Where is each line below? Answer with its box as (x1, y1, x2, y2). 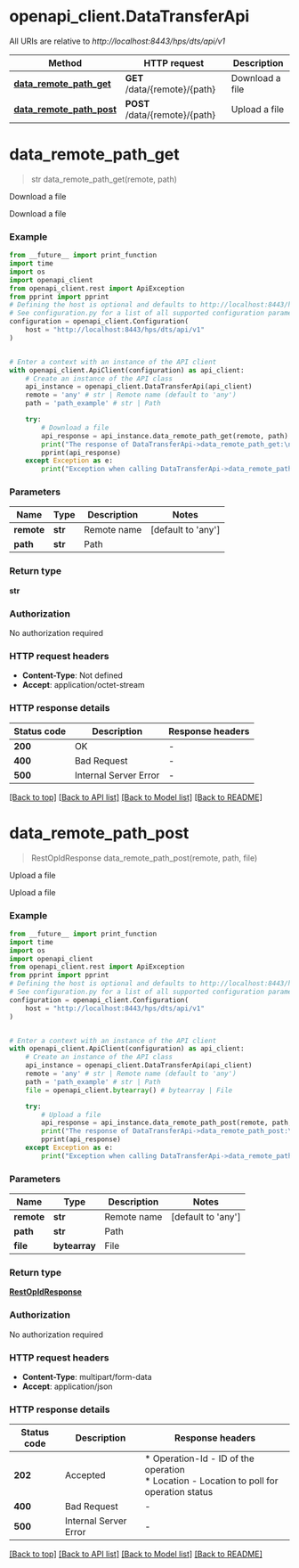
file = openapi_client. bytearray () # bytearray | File (25, 1085, 233, 1095)
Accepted (65, 1469, 106, 1482)
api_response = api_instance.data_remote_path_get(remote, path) (41, 431, 289, 440)
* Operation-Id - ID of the (144, 1452, 255, 1465)
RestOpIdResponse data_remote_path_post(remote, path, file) (30, 853, 258, 863)
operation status (144, 1486, 214, 1499)
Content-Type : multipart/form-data (21, 1371, 153, 1382)
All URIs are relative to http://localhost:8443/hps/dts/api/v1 (9, 36, 226, 46)
